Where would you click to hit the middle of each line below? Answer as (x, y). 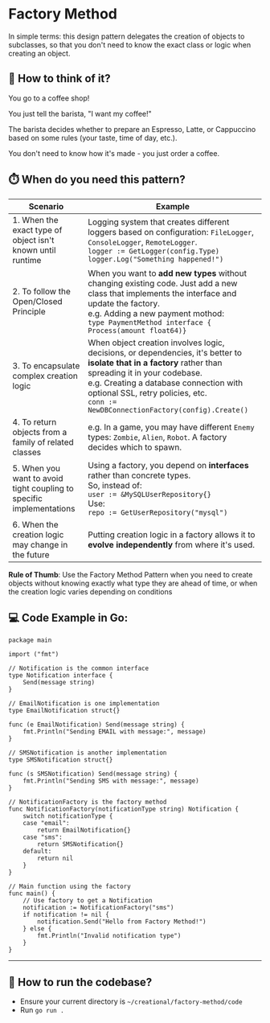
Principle (29, 311)
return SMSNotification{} (81, 844)
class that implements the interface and (162, 293)
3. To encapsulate (46, 365)
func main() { (32, 894)
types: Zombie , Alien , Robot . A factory (157, 437)
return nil (55, 859)
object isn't (33, 240)
